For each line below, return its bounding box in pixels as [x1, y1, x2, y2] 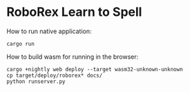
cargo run [6, 40, 35, 47]
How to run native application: [6, 27, 92, 35]
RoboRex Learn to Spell [6, 4, 142, 20]
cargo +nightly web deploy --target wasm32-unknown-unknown [6, 66, 184, 73]
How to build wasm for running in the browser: [6, 53, 139, 61]
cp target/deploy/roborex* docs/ [6, 72, 103, 79]
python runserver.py [6, 77, 66, 85]
